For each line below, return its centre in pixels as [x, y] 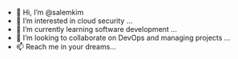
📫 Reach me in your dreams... [66, 47]
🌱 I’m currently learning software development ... [97, 29]
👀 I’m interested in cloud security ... [74, 21]
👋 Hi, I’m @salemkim [50, 12]
